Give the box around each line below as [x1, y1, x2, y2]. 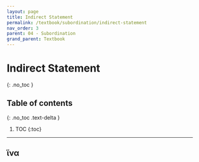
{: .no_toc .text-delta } [6, 114, 60, 121]
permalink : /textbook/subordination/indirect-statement [6, 20, 147, 25]
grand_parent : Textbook [6, 36, 66, 42]
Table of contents [6, 98, 73, 108]
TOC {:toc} [15, 125, 42, 132]
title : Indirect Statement [6, 14, 73, 20]
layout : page [6, 8, 39, 15]
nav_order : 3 [6, 25, 39, 31]
